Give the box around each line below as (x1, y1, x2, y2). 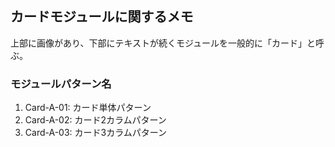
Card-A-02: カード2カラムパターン (24, 114, 167, 126)
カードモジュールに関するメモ (10, 8, 194, 26)
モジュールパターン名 (10, 77, 112, 91)
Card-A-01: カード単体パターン (24, 102, 152, 114)
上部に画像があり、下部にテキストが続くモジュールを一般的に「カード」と (10, 37, 317, 49)
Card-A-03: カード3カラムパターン (24, 127, 168, 139)
